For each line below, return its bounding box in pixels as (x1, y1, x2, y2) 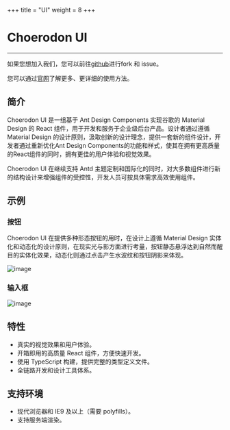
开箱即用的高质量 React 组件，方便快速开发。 (16, 349, 145, 357)
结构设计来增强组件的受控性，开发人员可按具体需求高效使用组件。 (12, 173, 199, 181)
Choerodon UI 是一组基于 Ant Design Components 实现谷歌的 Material (7, 116, 205, 124)
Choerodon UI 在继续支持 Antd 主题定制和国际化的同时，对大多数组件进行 (7, 164, 215, 173)
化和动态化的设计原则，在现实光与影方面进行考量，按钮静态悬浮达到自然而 (7, 242, 217, 251)
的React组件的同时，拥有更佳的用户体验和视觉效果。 (7, 150, 155, 158)
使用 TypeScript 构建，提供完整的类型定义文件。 (16, 357, 154, 366)
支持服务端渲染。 (16, 416, 66, 424)
